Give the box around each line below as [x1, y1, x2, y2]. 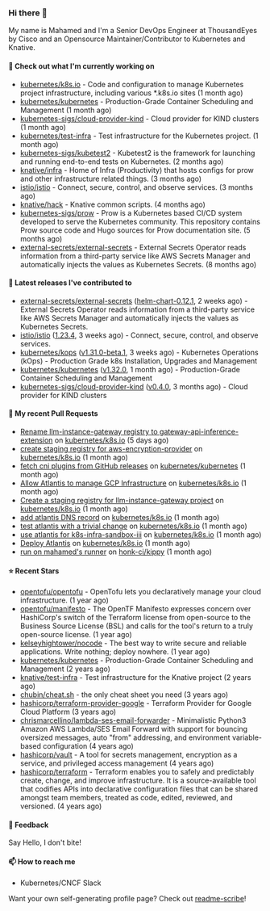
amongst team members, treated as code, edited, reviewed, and [19, 793, 234, 803]
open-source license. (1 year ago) [19, 630, 133, 640]
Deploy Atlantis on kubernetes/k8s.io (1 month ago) [19, 538, 191, 548]
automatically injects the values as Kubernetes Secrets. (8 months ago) [19, 259, 257, 269]
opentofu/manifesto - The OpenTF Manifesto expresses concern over [19, 604, 251, 614]
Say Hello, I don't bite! [8, 838, 82, 847]
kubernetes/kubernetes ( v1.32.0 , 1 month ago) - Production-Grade [19, 364, 240, 374]
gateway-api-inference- [160, 426, 239, 436]
